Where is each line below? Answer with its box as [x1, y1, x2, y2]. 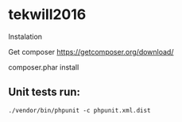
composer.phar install [8, 62, 79, 72]
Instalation [8, 32, 42, 41]
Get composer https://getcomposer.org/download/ [8, 47, 174, 56]
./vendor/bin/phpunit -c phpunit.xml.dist [8, 106, 151, 114]
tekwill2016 [8, 6, 87, 24]
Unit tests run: [8, 86, 81, 99]
